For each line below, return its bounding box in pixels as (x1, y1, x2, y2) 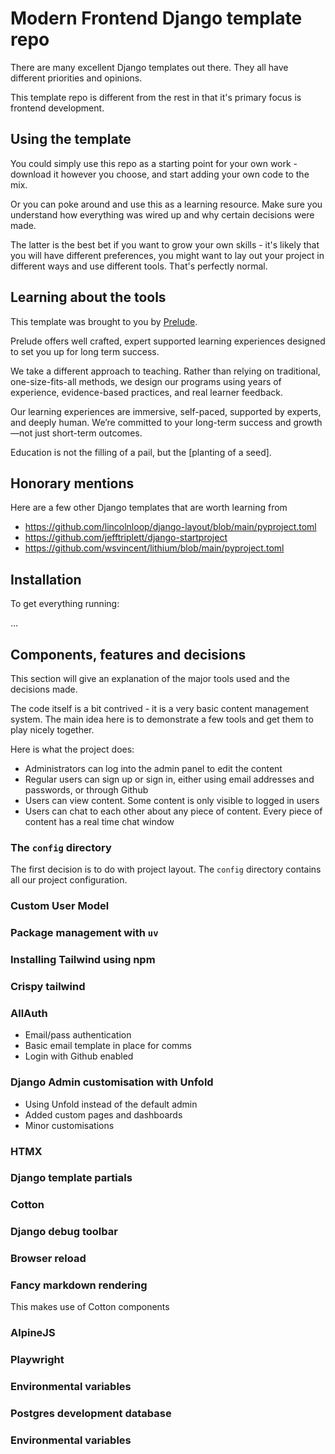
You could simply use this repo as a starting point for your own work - (10, 157, 298, 169)
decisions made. (10, 683, 78, 695)
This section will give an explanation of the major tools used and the (10, 673, 291, 684)
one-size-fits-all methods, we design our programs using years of (10, 375, 282, 387)
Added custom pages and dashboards (24, 1108, 183, 1121)
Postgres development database (10, 1407, 172, 1421)
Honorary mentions (10, 475, 135, 492)
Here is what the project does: (10, 743, 135, 755)
